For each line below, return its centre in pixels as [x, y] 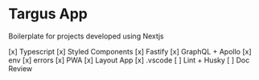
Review [21, 68]
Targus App [48, 14]
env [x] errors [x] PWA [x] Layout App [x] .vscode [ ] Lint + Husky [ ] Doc [129, 60]
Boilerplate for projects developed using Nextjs [86, 36]
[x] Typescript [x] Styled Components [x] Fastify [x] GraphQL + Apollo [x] [130, 51]
